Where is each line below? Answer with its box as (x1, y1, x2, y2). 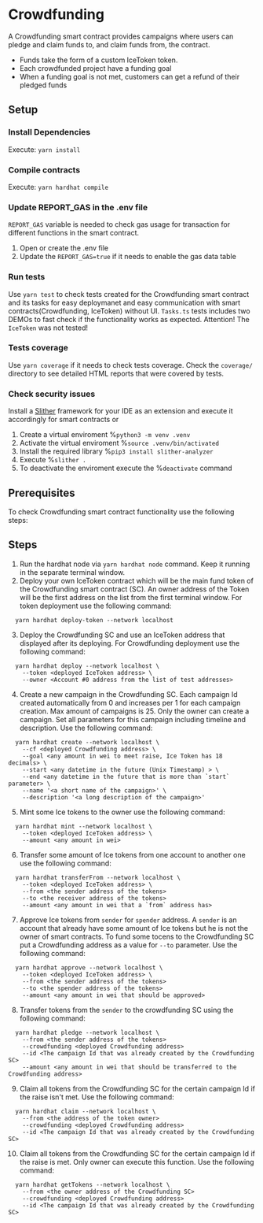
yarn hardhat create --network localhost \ (15, 738, 159, 746)
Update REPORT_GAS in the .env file (8, 202, 148, 213)
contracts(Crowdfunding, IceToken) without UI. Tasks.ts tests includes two (8, 306, 250, 316)
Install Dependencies (8, 127, 91, 138)
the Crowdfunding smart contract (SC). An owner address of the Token (19, 584, 250, 594)
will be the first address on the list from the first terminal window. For (19, 592, 243, 602)
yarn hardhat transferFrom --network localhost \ (15, 873, 181, 881)
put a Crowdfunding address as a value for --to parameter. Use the (19, 939, 238, 950)
